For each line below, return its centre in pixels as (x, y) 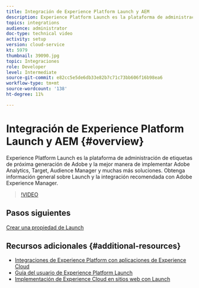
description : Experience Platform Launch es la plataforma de (84, 17)
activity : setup (26, 39)
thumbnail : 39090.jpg (33, 56)
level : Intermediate (32, 72)
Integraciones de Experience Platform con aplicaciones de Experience (100, 260)
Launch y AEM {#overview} (75, 141)
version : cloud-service (36, 45)
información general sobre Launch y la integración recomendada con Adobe (99, 177)
